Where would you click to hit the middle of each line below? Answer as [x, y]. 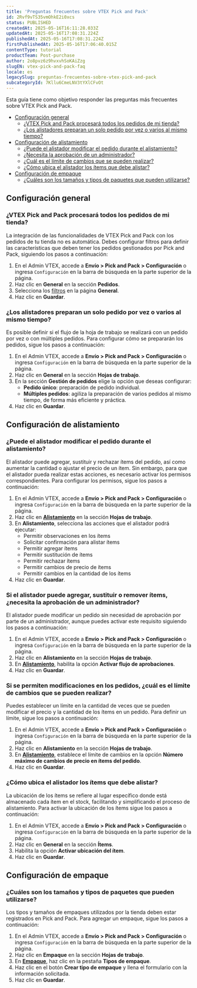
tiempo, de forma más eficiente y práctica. [75, 400]
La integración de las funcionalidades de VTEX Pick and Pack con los [90, 235]
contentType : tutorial [34, 50]
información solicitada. [42, 974]
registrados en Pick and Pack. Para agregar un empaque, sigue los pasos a [97, 918]
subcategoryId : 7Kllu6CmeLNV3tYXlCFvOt [55, 83]
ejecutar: [25, 529]
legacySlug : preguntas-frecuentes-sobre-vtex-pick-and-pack [81, 77]
